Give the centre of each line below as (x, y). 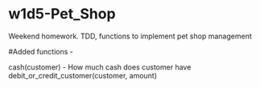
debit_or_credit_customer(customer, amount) (83, 75)
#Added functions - (41, 51)
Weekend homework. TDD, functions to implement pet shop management (130, 36)
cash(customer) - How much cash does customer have (100, 67)
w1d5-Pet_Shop (62, 14)
